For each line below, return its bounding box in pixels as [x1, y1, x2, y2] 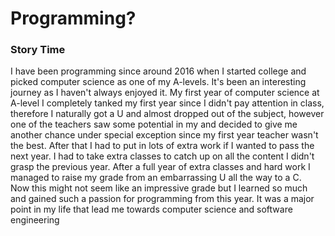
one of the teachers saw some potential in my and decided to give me [10, 118, 298, 131]
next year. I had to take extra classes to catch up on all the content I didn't [10, 150, 315, 162]
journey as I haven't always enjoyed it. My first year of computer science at [10, 87, 320, 99]
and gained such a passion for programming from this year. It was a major [10, 193, 315, 205]
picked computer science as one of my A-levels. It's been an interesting [10, 76, 307, 88]
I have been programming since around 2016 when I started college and [10, 65, 307, 77]
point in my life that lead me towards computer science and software [10, 203, 293, 216]
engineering [10, 214, 60, 226]
